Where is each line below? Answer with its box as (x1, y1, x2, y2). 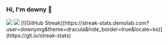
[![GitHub (20, 20, 43, 27)
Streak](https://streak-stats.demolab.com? (44, 20, 150, 27)
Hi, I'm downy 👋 (6, 5, 52, 14)
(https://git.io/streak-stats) (6, 32, 71, 39)
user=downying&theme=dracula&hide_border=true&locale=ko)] (6, 26, 163, 33)
